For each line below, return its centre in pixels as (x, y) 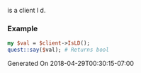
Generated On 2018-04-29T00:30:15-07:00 (71, 64)
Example (23, 28)
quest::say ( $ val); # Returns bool (58, 50)
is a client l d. (27, 10)
